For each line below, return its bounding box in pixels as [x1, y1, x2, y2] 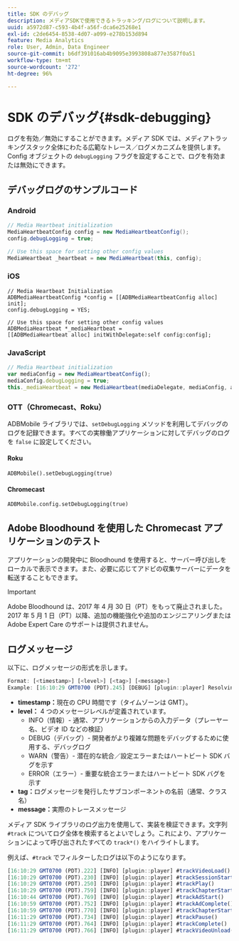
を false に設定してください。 [7, 437, 95, 446]
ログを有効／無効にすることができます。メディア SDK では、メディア [7, 134, 210, 143]
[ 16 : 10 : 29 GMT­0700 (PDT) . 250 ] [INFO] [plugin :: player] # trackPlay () [7, 880, 215, 888]
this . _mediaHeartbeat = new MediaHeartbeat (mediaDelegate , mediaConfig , [7, 384, 228, 391]
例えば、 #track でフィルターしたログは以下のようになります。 [7, 853, 190, 861]
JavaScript [7, 347, 46, 357]
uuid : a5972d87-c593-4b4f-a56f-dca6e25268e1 [7, 24, 142, 31]
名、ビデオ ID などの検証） [28, 724, 107, 733]
